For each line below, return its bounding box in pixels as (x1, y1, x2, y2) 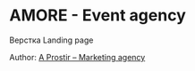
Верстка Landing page (9, 35, 94, 45)
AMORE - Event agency (9, 5, 186, 26)
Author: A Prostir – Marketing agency (9, 51, 146, 62)
